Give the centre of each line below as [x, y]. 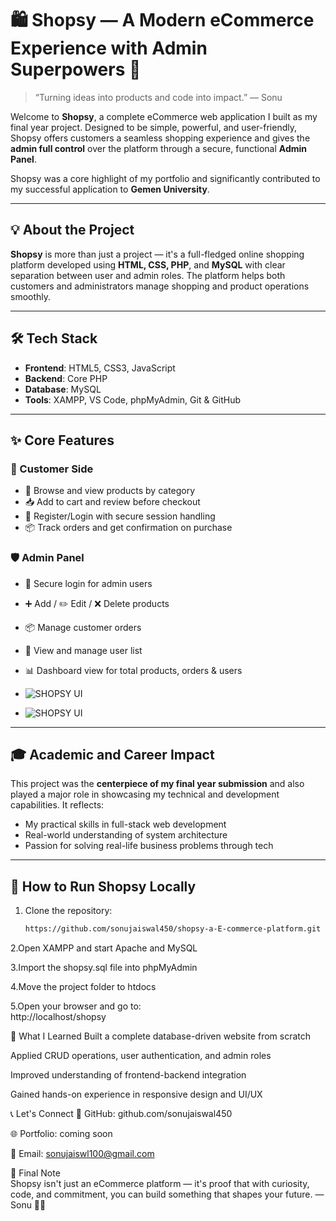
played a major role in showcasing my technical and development [145, 794]
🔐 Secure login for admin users [88, 583]
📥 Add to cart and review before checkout [112, 502]
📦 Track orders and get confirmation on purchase [128, 528]
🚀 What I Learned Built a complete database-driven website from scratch [161, 1036]
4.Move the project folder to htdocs [83, 987]
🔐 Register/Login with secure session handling [120, 516]
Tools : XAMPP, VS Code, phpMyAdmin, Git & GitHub [133, 399]
